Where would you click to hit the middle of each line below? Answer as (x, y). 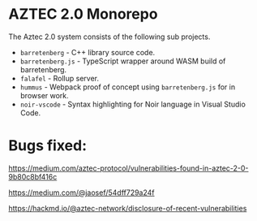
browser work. (44, 95)
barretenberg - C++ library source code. (88, 52)
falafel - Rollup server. (60, 78)
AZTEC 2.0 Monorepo (83, 14)
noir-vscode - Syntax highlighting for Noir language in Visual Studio (133, 104)
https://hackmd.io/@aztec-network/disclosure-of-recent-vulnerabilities (128, 208)
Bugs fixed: (48, 146)
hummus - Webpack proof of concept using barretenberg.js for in (128, 87)
